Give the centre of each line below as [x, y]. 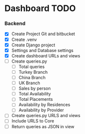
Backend [15, 24]
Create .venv [24, 40]
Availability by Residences [44, 105]
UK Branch [29, 83]
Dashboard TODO [40, 8]
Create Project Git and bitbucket [43, 34]
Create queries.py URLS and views [46, 116]
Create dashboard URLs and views [46, 55]
